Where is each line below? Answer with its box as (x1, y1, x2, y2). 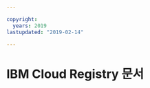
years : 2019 (12, 22, 47, 29)
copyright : (6, 16, 38, 23)
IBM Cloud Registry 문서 (6, 66, 144, 82)
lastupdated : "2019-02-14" (6, 29, 84, 35)
